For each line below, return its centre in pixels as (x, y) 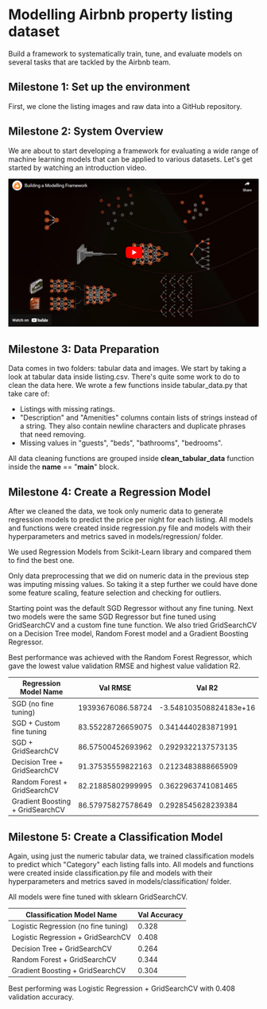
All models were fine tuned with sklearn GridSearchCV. (98, 897)
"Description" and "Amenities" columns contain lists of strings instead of (139, 418)
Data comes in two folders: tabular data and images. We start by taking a (127, 369)
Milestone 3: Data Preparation (84, 349)
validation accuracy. (41, 996)
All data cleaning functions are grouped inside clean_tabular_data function (131, 459)
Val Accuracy (161, 914)
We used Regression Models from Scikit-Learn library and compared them (130, 552)
